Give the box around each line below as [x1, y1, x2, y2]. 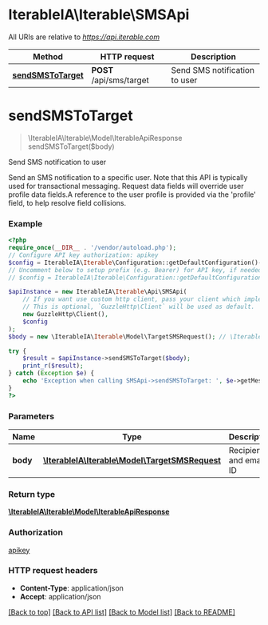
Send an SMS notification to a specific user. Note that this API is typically [8, 172, 248, 182]
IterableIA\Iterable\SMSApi [8, 6, 190, 24]
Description [191, 50, 237, 62]
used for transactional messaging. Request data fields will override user [8, 181, 244, 190]
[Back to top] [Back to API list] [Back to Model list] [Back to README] [8, 607, 235, 617]
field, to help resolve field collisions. [8, 198, 126, 207]
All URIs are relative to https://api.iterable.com [8, 32, 160, 42]
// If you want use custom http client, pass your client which [22, 295, 241, 303]
